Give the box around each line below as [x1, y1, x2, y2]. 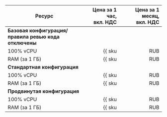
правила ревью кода [7, 33, 60, 40]
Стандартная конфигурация [7, 64, 79, 70]
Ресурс [35, 12, 54, 19]
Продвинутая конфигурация [7, 88, 80, 95]
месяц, [142, 12, 160, 19]
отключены [7, 40, 37, 46]
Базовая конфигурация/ [7, 27, 68, 34]
